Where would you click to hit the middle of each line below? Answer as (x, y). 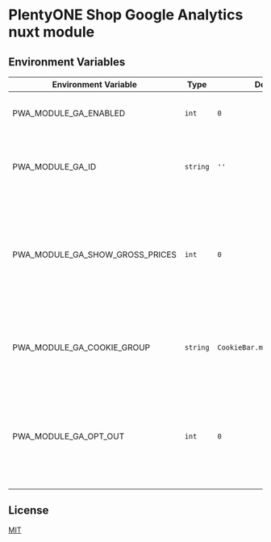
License (29, 510)
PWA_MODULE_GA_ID (54, 167)
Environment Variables (67, 62)
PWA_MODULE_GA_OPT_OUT (69, 436)
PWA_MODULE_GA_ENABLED (69, 113)
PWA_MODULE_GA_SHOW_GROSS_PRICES (95, 254)
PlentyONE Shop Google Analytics (126, 15)
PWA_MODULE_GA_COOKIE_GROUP (81, 347)
